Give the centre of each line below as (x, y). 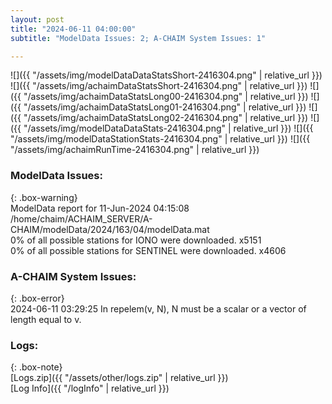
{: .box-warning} (44, 197)
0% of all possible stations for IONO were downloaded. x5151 (136, 240)
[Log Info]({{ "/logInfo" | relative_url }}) (90, 388)
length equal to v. (46, 319)
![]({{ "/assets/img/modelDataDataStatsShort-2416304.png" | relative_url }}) (166, 75)
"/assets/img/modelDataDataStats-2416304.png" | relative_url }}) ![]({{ (168, 128)
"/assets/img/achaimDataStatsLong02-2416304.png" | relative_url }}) (166, 118)
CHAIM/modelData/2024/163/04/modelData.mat (110, 229)
